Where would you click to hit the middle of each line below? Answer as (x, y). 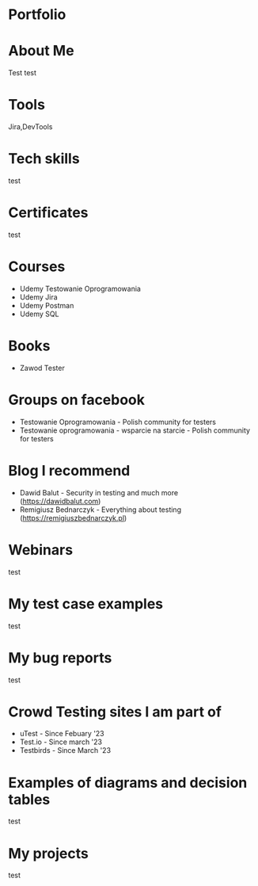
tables (29, 799)
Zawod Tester (42, 368)
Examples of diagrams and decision (128, 783)
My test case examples (86, 603)
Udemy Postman (47, 305)
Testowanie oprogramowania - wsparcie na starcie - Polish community (135, 430)
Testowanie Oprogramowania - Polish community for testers (118, 422)
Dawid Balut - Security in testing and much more (99, 492)
